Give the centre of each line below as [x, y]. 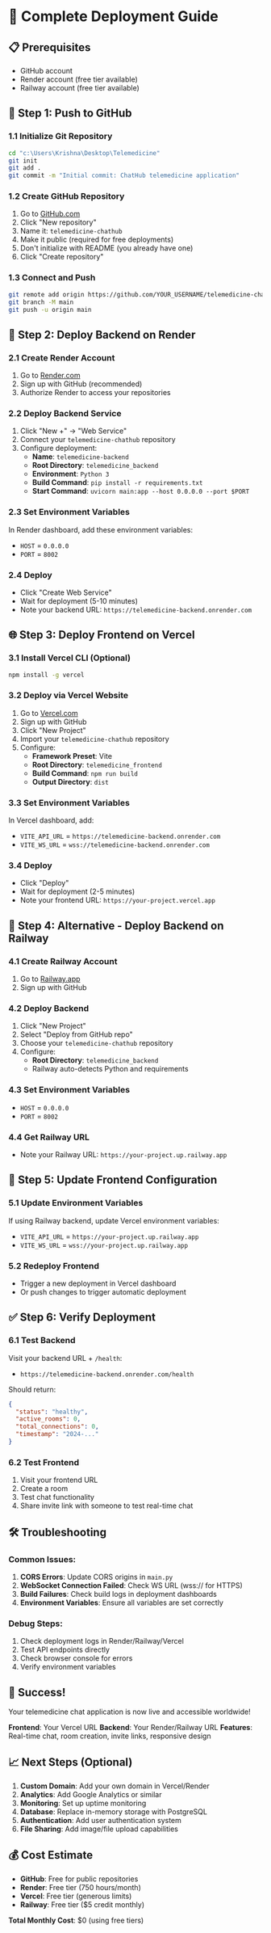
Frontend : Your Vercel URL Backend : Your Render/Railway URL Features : [130, 1728]
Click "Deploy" [44, 883]
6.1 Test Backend [42, 1341]
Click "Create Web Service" [66, 592]
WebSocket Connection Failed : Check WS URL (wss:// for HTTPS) [131, 1585]
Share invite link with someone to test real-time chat [106, 1506]
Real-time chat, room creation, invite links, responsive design [110, 1736]
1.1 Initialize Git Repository [60, 137]
